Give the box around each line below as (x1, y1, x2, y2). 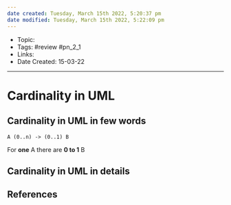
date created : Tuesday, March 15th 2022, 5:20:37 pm (7, 10, 162, 17)
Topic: (16, 35, 36, 43)
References (7, 188, 58, 200)
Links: (16, 50, 34, 58)
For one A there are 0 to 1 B (7, 145, 85, 153)
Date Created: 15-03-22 (16, 57, 85, 65)
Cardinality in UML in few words (7, 115, 146, 127)
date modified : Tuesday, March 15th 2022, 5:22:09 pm (7, 17, 165, 23)
